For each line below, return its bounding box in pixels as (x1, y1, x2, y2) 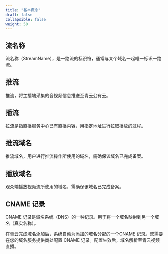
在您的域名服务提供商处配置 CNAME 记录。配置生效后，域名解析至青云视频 (5, 237, 160, 243)
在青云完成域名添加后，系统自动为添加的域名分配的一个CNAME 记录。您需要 (5, 231, 163, 237)
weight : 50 (5, 21, 28, 27)
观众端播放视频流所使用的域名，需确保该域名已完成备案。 (5, 184, 124, 190)
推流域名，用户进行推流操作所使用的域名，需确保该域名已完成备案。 (5, 153, 146, 159)
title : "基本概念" (5, 7, 41, 13)
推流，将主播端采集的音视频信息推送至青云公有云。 (5, 92, 111, 98)
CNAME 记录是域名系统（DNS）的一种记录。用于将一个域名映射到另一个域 (5, 214, 159, 220)
